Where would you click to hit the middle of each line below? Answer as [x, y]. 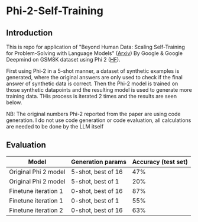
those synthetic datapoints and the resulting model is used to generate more [99, 90]
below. [14, 102]
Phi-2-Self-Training [55, 11]
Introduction [30, 33]
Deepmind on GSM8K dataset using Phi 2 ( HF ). [63, 59]
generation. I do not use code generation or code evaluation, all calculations [99, 120]
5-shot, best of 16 [97, 172]
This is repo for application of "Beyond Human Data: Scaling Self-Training [95, 47]
